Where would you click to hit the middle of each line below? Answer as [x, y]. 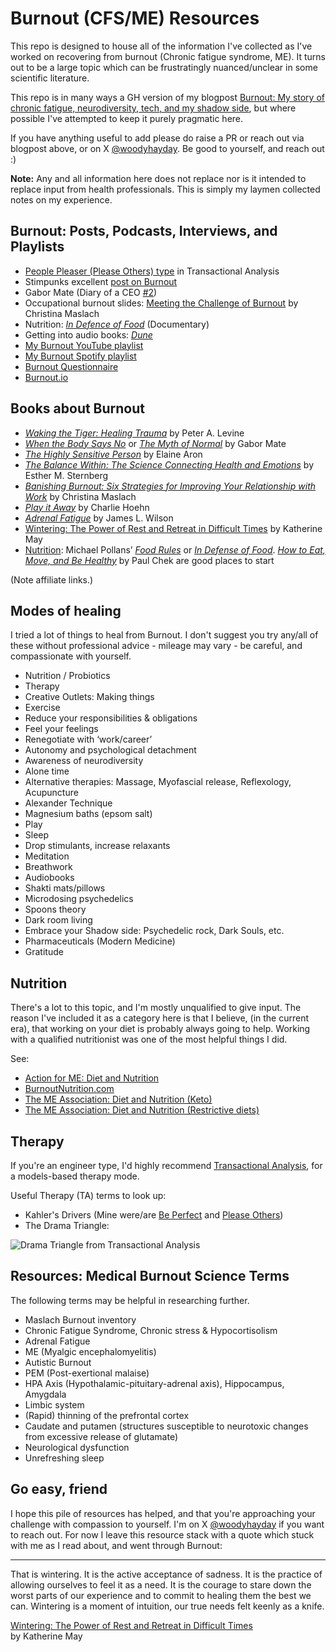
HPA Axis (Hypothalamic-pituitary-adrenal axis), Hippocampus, [154, 1383]
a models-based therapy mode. [75, 1176]
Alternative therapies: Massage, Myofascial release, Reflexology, [158, 782]
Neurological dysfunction [77, 1447]
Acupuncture [51, 793]
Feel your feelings [61, 729]
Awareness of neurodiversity [84, 761]
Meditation [47, 856]
